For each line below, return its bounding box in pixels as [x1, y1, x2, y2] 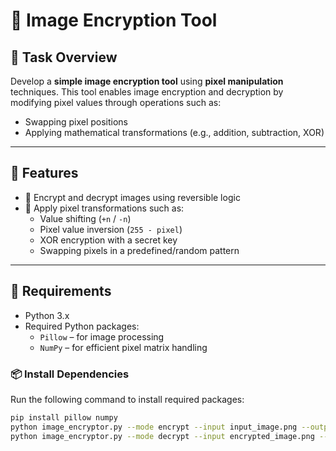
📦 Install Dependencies [10, 367, 130, 381]
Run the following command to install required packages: [10, 393, 245, 405]
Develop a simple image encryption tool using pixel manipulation [10, 75, 284, 87]
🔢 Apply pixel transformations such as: [24, 202, 185, 214]
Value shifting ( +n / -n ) [39, 212, 132, 224]
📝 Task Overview [10, 49, 118, 66]
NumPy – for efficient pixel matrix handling [39, 341, 208, 353]
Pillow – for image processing [39, 330, 165, 343]
